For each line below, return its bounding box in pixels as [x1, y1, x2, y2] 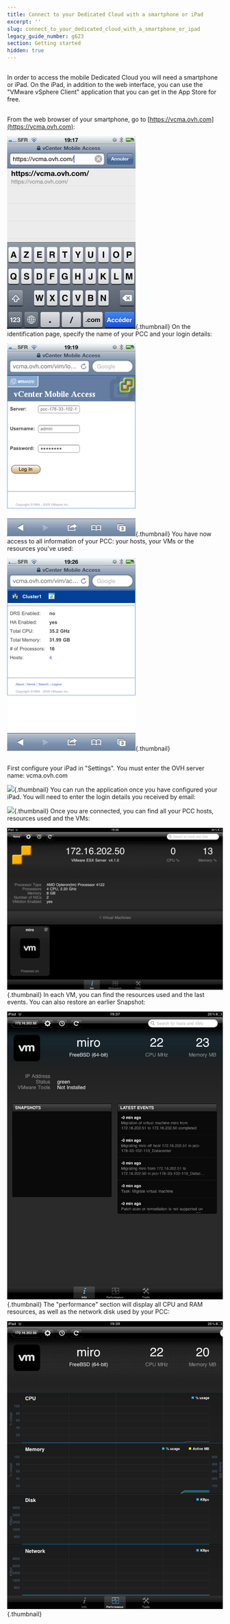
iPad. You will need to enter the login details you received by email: [7, 793, 196, 801]
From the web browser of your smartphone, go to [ [7, 115, 151, 123]
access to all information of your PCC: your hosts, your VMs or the [7, 537, 194, 545]
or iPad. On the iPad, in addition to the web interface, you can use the [7, 81, 203, 89]
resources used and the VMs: [7, 814, 90, 822]
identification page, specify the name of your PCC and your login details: [7, 330, 212, 338]
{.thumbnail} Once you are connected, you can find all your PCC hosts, [14, 807, 214, 815]
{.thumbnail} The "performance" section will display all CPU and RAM [7, 1301, 203, 1309]
